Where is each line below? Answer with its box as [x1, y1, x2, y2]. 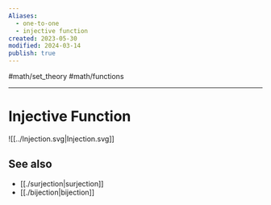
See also [8, 157, 52, 171]
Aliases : [8, 11, 38, 20]
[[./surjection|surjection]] [19, 178, 104, 188]
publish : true [8, 49, 56, 57]
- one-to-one [15, 19, 60, 27]
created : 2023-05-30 [8, 34, 78, 43]
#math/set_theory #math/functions [8, 72, 124, 81]
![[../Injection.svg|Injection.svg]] [8, 134, 115, 144]
